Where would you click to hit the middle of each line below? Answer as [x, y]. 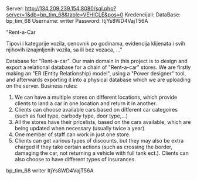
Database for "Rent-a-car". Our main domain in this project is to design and [97, 61]
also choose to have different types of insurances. [75, 159]
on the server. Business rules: [42, 86]
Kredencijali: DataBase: [152, 15]
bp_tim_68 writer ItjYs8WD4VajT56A [50, 171]
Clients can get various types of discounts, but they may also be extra [99, 141]
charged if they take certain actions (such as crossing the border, [94, 147]
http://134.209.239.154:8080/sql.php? [70, 8]
